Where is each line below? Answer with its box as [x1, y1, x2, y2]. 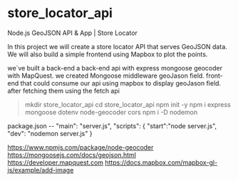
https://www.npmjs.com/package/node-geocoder [7, 143, 154, 151]
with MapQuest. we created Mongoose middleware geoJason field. [7, 71, 205, 80]
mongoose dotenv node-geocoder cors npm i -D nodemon [24, 108, 198, 116]
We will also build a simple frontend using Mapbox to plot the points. [7, 50, 208, 58]
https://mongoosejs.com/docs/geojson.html [7, 150, 137, 159]
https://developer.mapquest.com [7, 158, 104, 167]
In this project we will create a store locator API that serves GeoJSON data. [7, 42, 228, 51]
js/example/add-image [7, 165, 74, 174]
